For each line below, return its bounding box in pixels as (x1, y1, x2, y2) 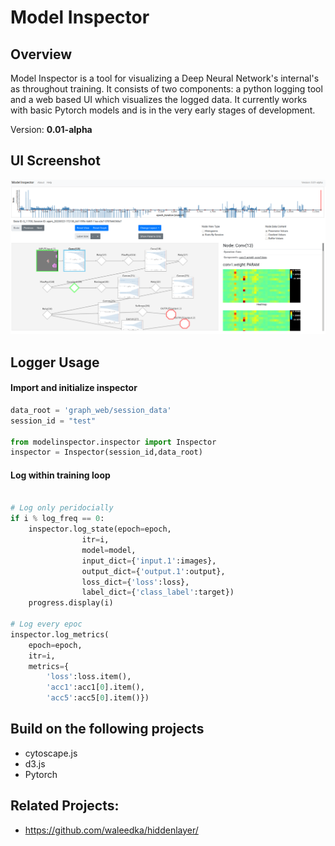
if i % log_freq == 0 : (10, 514, 105, 524)
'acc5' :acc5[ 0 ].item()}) (46, 693, 150, 703)
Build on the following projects (10, 721, 205, 738)
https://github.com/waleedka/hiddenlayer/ (24, 824, 199, 836)
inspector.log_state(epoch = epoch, (28, 524, 172, 535)
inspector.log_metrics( (10, 629, 110, 640)
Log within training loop (10, 469, 111, 481)
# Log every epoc (10, 619, 83, 630)
